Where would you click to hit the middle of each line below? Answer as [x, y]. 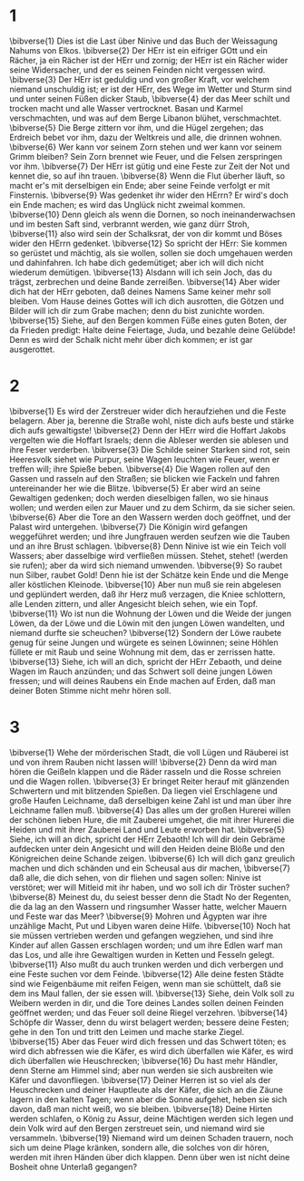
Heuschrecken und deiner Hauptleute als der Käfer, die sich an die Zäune [147, 1089]
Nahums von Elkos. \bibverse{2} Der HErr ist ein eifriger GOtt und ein [138, 50]
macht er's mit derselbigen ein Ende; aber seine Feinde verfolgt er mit [140, 185]
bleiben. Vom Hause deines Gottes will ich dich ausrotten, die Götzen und [147, 301]
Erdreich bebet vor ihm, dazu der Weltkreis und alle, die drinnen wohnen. [146, 137]
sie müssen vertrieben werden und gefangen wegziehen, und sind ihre [142, 935]
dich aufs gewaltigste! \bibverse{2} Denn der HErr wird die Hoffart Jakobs [148, 430]
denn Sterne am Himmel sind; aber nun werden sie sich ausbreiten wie [142, 1070]
